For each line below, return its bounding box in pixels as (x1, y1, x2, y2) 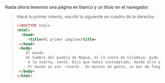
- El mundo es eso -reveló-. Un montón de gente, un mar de (23, 64, 150, 69)
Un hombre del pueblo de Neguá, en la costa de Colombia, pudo (26, 55, 158, 60)
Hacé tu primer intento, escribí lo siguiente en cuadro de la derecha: (16, 14, 155, 19)
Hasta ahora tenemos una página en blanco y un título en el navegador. (4, 4, 149, 10)
